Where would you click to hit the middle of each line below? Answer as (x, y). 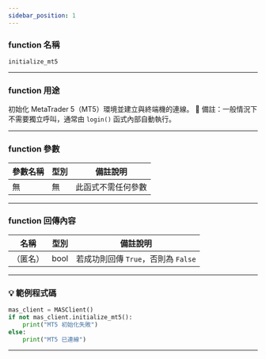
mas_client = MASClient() (51, 310)
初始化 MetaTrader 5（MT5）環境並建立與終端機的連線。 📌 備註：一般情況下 (133, 109)
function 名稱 (34, 44)
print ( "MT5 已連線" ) (55, 339)
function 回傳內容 (42, 221)
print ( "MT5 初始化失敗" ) (61, 325)
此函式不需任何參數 (112, 187)
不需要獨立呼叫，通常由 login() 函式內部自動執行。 (92, 119)
